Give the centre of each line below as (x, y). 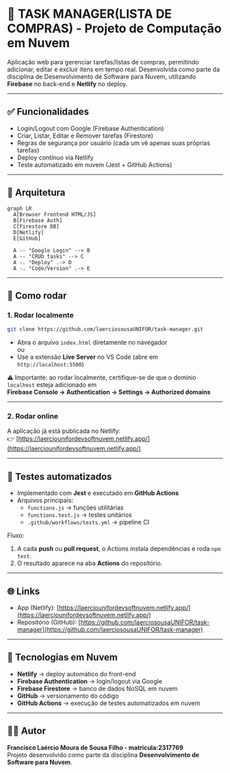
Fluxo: (16, 535)
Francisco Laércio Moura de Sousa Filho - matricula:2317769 (95, 747)
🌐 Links (24, 591)
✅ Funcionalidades (48, 112)
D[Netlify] (29, 232)
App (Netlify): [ (38, 608)
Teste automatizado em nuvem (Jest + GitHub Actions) (94, 164)
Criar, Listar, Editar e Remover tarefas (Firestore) (85, 136)
